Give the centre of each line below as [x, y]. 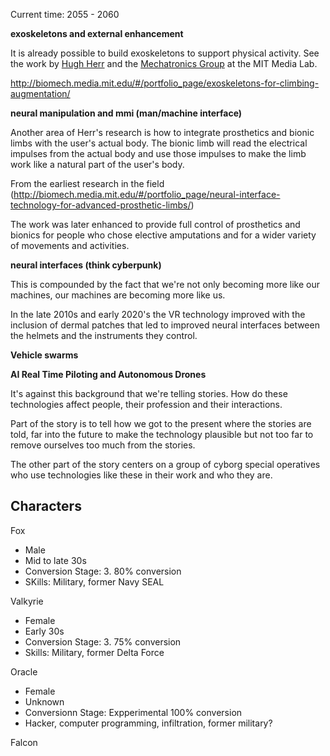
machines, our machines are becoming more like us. [118, 295]
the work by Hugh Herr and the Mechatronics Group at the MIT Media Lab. [164, 63]
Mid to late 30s [55, 560]
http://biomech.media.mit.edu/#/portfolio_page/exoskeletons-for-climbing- [165, 83]
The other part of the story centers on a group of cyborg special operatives [165, 464]
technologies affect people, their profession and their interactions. [146, 404]
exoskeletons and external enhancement [97, 33]
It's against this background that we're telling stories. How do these [149, 393]
